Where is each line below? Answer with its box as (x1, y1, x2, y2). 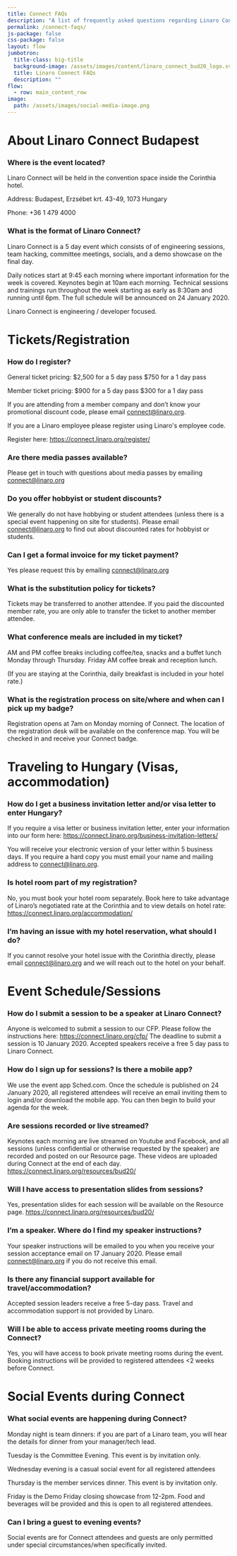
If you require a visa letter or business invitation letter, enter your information (7, 824, 230, 832)
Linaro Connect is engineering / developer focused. (7, 307, 157, 315)
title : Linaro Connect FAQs (13, 69, 97, 76)
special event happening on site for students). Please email (7, 517, 179, 525)
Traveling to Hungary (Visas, (7, 759, 178, 775)
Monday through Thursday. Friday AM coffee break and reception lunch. (7, 655, 218, 664)
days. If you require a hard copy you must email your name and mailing (7, 853, 214, 861)
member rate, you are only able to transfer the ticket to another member (7, 607, 217, 616)
